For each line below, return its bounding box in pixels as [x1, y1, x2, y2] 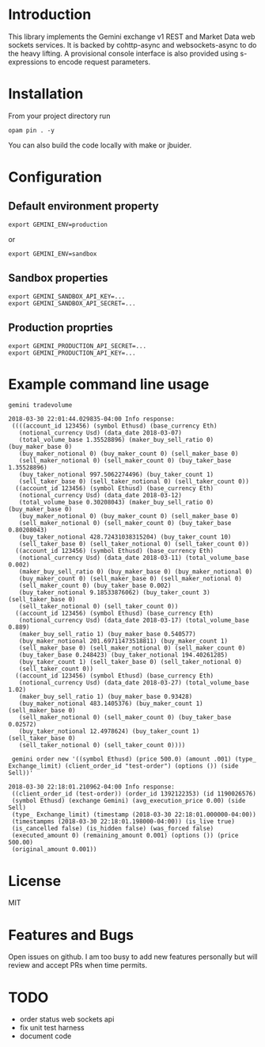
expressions [8, 57, 48, 67]
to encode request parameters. [49, 57, 151, 67]
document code [19, 1031, 72, 1041]
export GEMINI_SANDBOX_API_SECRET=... [8, 299, 136, 307]
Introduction [8, 6, 92, 24]
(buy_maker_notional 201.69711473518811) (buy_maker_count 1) [18, 637, 228, 646]
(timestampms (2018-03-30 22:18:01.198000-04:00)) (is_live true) [11, 818, 236, 826]
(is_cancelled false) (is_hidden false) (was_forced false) [11, 825, 214, 833]
